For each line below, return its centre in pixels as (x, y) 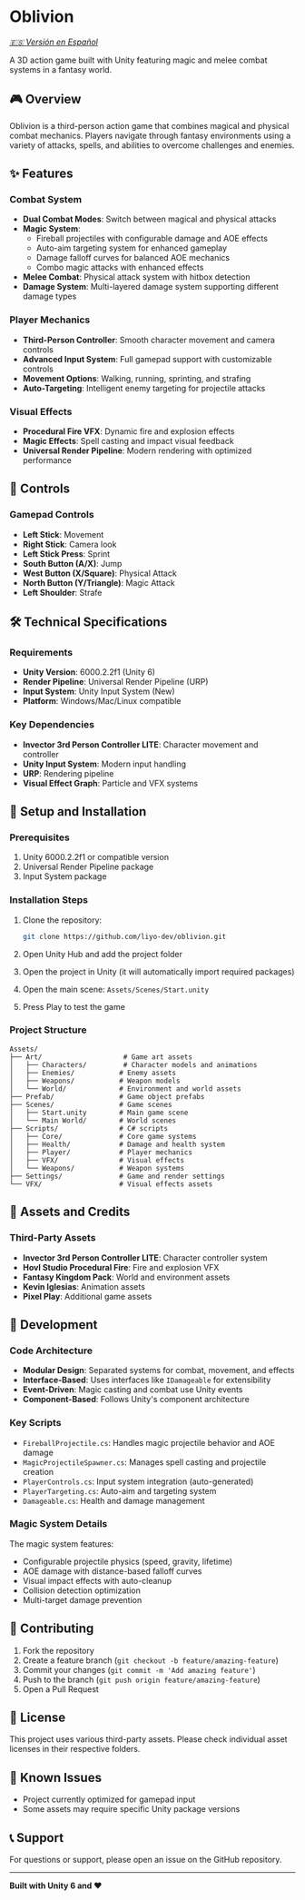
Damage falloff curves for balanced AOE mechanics (133, 258)
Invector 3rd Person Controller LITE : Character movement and (140, 744)
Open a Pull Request (61, 1689)
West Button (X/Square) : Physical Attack (99, 573)
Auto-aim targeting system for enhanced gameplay (132, 248)
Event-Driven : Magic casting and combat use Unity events (133, 1390)
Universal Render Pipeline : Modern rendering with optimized (137, 450)
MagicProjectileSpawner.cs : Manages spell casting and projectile (144, 1462)
